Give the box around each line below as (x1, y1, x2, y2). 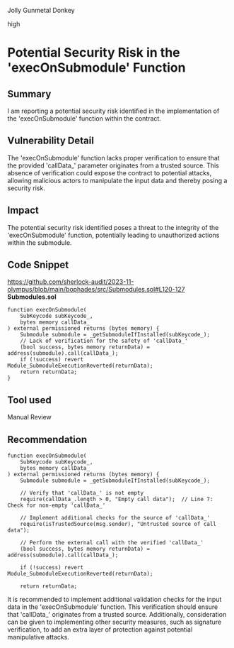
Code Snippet (7, 259, 69, 271)
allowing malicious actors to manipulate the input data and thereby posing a (7, 176, 228, 185)
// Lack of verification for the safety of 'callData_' (20, 337, 189, 345)
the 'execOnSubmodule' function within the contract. (7, 114, 161, 123)
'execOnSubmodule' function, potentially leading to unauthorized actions (7, 231, 220, 239)
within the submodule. (7, 238, 72, 247)
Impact (7, 204, 39, 216)
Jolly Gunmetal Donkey (7, 6, 76, 14)
